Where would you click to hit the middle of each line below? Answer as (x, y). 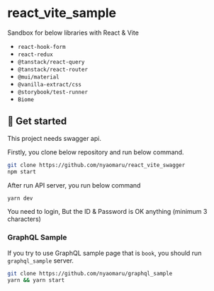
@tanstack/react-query (51, 62)
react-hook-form (41, 47)
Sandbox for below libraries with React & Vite (73, 33)
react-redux (35, 55)
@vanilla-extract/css (49, 84)
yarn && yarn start (36, 280)
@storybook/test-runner (53, 92)
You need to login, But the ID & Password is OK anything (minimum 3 (107, 212)
